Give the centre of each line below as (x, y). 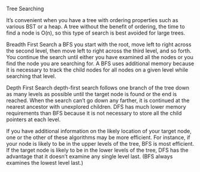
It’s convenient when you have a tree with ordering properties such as (92, 20)
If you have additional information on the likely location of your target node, (99, 131)
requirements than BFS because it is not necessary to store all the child (94, 113)
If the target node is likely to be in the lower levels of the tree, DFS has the (97, 150)
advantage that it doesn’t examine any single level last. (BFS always (90, 156)
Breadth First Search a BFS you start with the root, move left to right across (99, 44)
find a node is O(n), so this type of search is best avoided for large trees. (96, 33)
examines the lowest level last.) (45, 163)
